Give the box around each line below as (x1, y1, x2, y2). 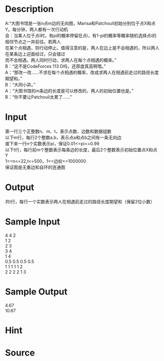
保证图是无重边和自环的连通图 (5, 164, 65, 170)
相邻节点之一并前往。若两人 (5, 38, 61, 45)
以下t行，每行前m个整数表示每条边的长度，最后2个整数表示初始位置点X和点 (5, 146, 158, 153)
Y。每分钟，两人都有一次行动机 (5, 26, 69, 32)
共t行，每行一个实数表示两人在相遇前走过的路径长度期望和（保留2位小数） (5, 198, 155, 204)
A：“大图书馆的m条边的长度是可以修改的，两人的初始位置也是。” (5, 87, 134, 94)
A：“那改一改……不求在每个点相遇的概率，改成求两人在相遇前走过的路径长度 (5, 69, 159, 75)
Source (5, 347, 35, 359)
